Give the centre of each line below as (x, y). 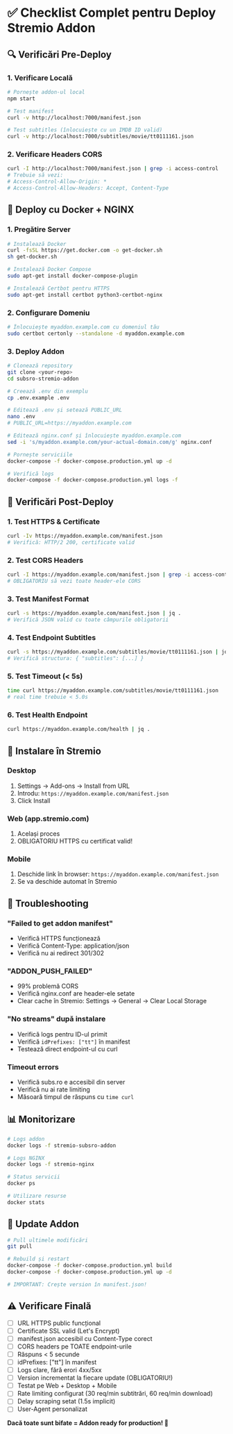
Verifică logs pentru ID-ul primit (62, 1034)
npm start (21, 99)
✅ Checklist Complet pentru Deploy (112, 13)
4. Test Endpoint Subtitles (52, 637)
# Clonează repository (40, 366)
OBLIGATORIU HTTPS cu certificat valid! (75, 841)
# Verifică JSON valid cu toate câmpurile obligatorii (88, 620)
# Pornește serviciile (40, 454)
